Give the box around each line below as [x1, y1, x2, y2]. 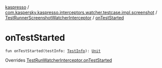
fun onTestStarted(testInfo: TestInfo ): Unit [5, 48, 101, 54]
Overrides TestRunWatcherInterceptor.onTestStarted [5, 57, 112, 63]
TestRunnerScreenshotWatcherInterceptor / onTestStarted [5, 15, 124, 20]
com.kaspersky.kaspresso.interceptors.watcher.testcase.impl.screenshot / [5, 9, 158, 15]
